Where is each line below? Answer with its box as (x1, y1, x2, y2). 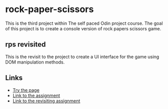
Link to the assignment (12, 92, 60, 98)
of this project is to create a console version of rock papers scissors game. (5, 25, 161, 31)
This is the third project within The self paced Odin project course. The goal (5, 20, 163, 26)
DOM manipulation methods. (5, 59, 65, 65)
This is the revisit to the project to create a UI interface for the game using (5, 53, 159, 60)
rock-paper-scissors (5, 4, 94, 15)
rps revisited (5, 40, 46, 49)
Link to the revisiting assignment (12, 97, 80, 104)
